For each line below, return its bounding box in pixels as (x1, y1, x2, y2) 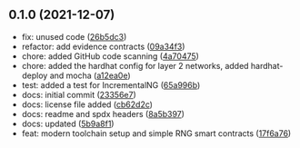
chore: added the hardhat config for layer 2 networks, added (21, 60, 249, 71)
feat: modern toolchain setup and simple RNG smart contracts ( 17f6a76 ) (21, 127, 292, 139)
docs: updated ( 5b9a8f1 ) (21, 118, 115, 129)
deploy (21, 70, 48, 81)
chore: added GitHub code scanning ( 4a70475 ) (21, 50, 199, 62)
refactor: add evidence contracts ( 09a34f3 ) (21, 41, 185, 52)
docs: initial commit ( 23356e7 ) (21, 89, 137, 100)
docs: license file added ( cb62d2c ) (21, 99, 154, 110)
